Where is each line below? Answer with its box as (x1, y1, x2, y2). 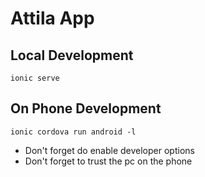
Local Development (10, 47, 134, 64)
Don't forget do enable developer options (24, 144, 195, 156)
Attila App (10, 7, 95, 30)
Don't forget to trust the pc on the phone (24, 155, 193, 167)
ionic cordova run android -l (10, 127, 137, 137)
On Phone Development (10, 100, 162, 117)
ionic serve (10, 73, 60, 83)
